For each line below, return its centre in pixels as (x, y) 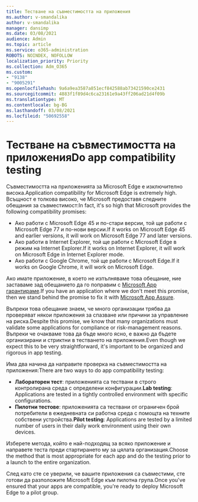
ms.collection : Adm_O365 (37, 66)
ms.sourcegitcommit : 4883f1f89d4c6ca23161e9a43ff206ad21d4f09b (86, 94)
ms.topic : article (29, 45)
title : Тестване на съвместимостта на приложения (69, 12)
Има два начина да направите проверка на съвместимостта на (87, 364)
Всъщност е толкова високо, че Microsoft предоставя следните (86, 199)
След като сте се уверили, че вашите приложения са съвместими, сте (95, 474)
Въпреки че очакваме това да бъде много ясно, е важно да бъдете (91, 334)
